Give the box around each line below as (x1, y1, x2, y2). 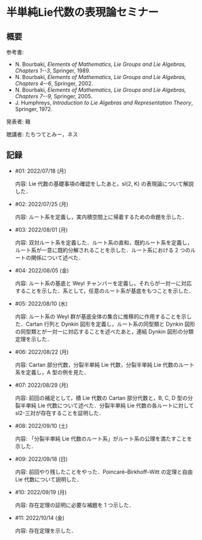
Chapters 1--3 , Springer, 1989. (14, 67, 90, 74)
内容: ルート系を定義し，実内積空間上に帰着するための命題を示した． (14, 213, 188, 220)
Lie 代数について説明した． (14, 475, 83, 483)
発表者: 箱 (6, 118, 31, 125)
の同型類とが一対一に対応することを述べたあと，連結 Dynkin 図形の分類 (14, 328, 194, 335)
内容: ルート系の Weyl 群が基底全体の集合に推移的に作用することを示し (14, 313, 192, 320)
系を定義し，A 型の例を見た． (14, 369, 89, 376)
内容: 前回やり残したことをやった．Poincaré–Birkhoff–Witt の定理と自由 (14, 468, 193, 475)
